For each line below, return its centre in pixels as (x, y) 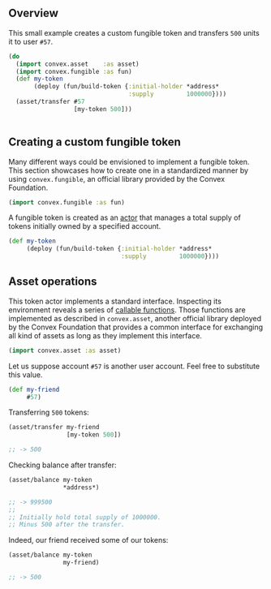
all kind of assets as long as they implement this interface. (105, 335)
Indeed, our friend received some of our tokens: (88, 540)
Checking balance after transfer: (62, 465)
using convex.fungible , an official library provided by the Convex (117, 178)
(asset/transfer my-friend (54, 428)
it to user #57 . (31, 41)
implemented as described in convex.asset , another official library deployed (135, 318)
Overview (34, 13)
